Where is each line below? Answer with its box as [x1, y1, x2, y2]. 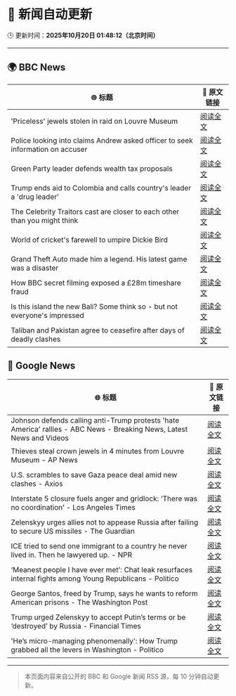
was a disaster [11, 263, 59, 273]
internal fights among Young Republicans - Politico [11, 574, 179, 584]
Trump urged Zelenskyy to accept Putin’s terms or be [11, 612, 186, 622]
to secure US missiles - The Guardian [11, 526, 136, 536]
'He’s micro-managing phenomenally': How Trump [11, 636, 178, 645]
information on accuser [11, 144, 88, 154]
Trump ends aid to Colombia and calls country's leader [11, 183, 192, 193]
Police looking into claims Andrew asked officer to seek [11, 135, 193, 145]
